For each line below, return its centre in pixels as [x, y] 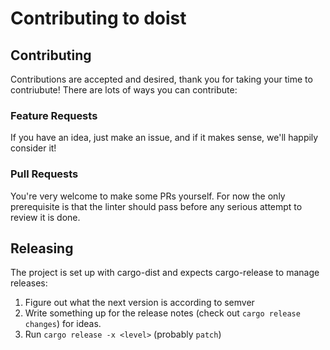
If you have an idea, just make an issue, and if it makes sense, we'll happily [164, 138]
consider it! [33, 148]
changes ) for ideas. [63, 324]
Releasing [42, 248]
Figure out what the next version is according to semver [139, 303]
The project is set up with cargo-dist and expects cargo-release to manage [165, 273]
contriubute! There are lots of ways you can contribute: [124, 90]
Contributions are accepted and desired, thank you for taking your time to [161, 79]
